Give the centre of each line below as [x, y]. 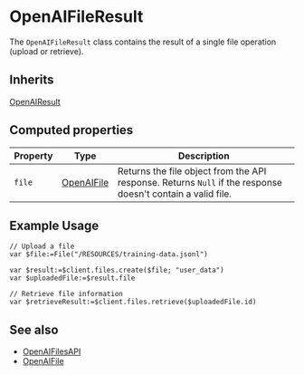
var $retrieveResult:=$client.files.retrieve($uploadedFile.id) [133, 302]
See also [34, 329]
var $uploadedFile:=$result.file [72, 278]
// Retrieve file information [66, 294]
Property [33, 156]
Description [204, 156]
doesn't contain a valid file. [175, 194]
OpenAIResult [35, 101]
